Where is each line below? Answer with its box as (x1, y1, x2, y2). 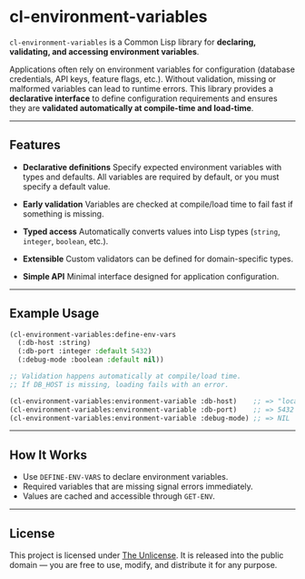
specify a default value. (22, 180, 111, 192)
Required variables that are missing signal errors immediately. (22, 481, 254, 493)
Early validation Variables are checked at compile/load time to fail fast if (22, 198, 293, 209)
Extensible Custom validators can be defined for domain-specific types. (22, 253, 294, 264)
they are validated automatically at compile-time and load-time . (9, 102, 254, 113)
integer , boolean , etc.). (22, 235, 109, 247)
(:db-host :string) (17, 339, 92, 348)
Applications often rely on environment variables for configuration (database (9, 64, 295, 75)
